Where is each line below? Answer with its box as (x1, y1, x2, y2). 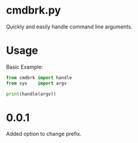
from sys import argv (6, 80, 67, 86)
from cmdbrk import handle (6, 74, 72, 80)
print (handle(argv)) (6, 91, 57, 97)
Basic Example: (6, 63, 43, 70)
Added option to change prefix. (6, 131, 82, 138)
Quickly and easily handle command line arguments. (6, 23, 133, 30)
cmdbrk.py (6, 4, 61, 17)
